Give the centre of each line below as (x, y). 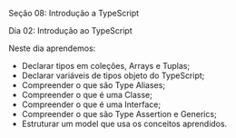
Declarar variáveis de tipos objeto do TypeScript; (113, 75)
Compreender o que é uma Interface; (91, 104)
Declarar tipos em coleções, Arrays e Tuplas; (106, 66)
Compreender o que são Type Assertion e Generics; (119, 114)
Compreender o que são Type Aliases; (93, 85)
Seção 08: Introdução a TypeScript (74, 13)
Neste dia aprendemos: (52, 48)
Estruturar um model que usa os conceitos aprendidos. (124, 123)
